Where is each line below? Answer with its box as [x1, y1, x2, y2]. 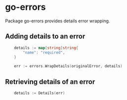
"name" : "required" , [23, 50, 65, 55]
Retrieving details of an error [5, 77, 95, 86]
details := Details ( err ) [14, 91, 65, 96]
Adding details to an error [5, 32, 85, 41]
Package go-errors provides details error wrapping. [5, 18, 110, 24]
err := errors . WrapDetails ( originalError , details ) [14, 64, 123, 69]
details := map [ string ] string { [14, 45, 79, 50]
